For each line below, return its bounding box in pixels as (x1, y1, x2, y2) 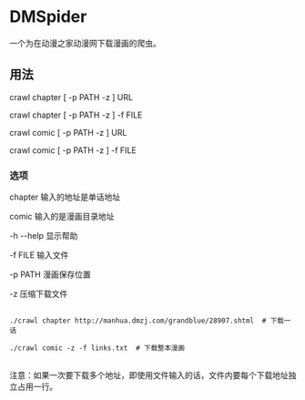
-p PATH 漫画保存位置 (9, 269, 91, 280)
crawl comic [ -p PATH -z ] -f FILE (9, 144, 137, 156)
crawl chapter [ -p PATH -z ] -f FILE (9, 109, 143, 120)
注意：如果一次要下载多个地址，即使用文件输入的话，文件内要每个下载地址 (9, 370, 289, 381)
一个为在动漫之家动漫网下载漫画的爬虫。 (9, 37, 161, 48)
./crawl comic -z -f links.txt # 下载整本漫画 (9, 344, 185, 353)
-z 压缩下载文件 (9, 289, 68, 300)
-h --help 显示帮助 (9, 231, 78, 241)
